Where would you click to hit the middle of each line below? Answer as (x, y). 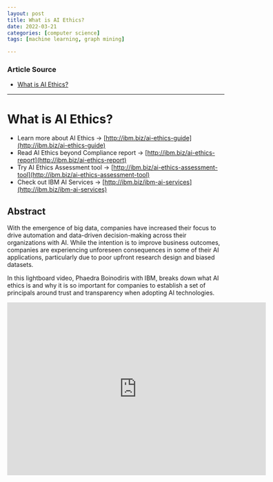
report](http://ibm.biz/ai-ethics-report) (72, 160)
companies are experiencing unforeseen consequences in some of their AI (113, 250)
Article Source (32, 70)
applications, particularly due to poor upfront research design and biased (111, 257)
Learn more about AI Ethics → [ (61, 138)
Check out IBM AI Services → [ (61, 182)
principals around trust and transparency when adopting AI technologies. (111, 293)
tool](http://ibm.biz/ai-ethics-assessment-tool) (83, 175)
